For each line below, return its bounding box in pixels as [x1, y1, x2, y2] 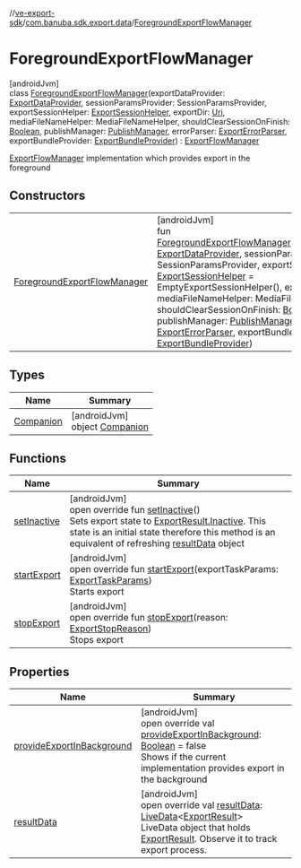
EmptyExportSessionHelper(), [156, 281, 283, 293]
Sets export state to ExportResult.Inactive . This [69, 515, 267, 527]
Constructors [9, 188, 86, 204]
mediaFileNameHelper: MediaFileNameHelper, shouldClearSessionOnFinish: [9, 116, 291, 126]
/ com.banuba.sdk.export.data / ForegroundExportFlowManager [21, 17, 253, 28]
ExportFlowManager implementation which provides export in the [9, 152, 251, 163]
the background [140, 773, 208, 786]
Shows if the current [140, 751, 227, 763]
